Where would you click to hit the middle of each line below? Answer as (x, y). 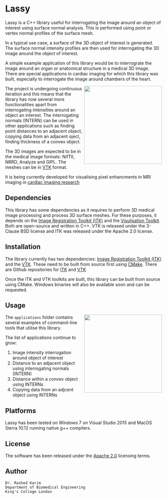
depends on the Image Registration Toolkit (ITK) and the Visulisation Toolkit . (83, 221)
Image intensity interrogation (42, 353)
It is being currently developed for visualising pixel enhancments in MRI (78, 177)
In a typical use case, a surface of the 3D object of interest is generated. (79, 42)
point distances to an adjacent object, (44, 131)
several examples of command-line (41, 323)
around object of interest (38, 358)
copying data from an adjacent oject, (43, 136)
